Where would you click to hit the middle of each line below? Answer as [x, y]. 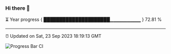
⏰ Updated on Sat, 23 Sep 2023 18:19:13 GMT [53, 36]
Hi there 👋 [18, 8]
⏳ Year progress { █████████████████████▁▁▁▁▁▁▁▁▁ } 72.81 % [83, 19]
